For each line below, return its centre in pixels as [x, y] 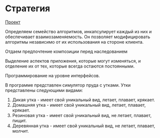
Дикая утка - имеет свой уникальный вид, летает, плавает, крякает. [84, 100]
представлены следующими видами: [44, 90]
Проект [13, 22]
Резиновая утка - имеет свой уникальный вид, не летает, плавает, [82, 115]
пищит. [19, 120]
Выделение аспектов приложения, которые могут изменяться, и [73, 61]
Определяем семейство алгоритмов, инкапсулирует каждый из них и [79, 31]
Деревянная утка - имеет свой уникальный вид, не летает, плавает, [84, 126]
